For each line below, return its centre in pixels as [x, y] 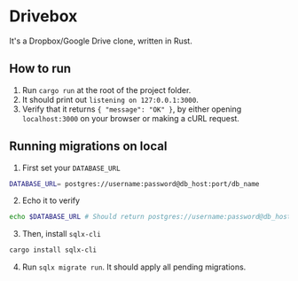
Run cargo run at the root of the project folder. [106, 90]
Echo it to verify [51, 200]
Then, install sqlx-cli [62, 234]
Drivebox [43, 16]
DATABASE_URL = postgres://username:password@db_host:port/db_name [134, 183]
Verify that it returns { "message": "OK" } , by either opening [132, 109]
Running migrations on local [88, 147]
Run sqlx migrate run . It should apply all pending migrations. [134, 267]
